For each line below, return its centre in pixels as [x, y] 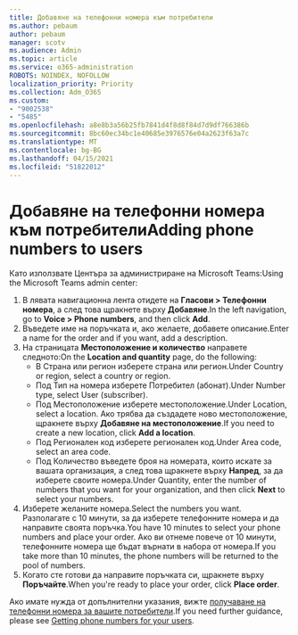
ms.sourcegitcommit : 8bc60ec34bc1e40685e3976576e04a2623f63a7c [129, 134]
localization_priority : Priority [71, 84]
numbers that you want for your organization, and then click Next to [160, 490]
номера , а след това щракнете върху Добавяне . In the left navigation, [154, 309]
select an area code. [73, 452]
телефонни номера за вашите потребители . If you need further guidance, [146, 611]
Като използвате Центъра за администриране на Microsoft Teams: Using [146, 274]
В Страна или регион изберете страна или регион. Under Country [159, 367]
